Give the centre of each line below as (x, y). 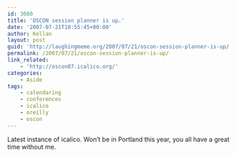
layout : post (27, 40)
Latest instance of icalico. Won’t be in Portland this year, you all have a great (118, 139)
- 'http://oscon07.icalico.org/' (69, 66)
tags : (15, 86)
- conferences (41, 100)
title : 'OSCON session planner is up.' (66, 21)
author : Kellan (30, 34)
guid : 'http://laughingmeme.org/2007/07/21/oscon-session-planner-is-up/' (120, 47)
